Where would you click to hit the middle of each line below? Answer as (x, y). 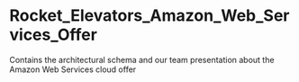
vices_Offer (53, 35)
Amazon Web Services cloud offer (73, 69)
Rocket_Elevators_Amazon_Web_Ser (149, 16)
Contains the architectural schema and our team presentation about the (142, 59)
